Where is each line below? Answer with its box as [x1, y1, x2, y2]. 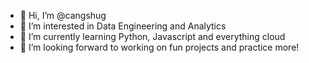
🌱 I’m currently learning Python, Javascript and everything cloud [19, 31, 286, 42]
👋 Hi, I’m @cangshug [19, 10, 107, 21]
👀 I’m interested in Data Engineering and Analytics [19, 20, 227, 32]
